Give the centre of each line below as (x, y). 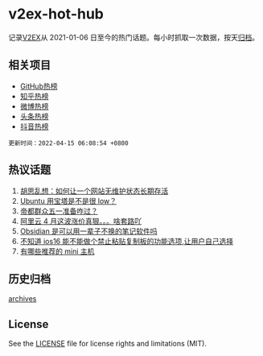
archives (23, 299)
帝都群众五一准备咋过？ (59, 211)
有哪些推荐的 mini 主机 (57, 251)
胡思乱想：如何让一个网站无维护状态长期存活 (94, 191)
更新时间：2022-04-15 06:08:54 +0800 (68, 143)
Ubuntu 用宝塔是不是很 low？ (68, 201)
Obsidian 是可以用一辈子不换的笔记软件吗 (88, 231)
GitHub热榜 (39, 86)
